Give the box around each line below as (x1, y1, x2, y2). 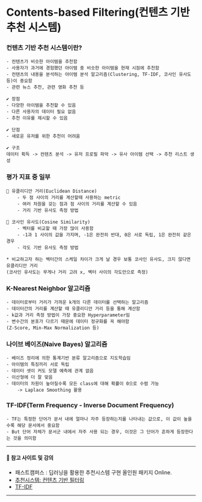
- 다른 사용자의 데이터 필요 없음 (6, 109, 76, 115)
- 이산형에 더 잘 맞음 (6, 374, 53, 380)
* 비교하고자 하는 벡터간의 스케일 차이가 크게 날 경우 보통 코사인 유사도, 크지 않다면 (6, 256, 191, 262)
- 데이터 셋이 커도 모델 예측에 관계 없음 (6, 368, 94, 374)
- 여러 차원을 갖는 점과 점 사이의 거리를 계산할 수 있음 (17, 201, 138, 207)
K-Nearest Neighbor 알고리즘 (6, 284, 91, 292)
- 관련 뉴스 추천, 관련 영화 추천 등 (6, 84, 84, 90)
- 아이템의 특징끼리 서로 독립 (6, 362, 70, 368)
